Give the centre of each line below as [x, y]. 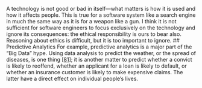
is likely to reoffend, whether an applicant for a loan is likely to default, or [96, 66]
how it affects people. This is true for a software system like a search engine [101, 15]
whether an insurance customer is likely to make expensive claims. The [95, 72]
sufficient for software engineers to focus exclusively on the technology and [101, 28]
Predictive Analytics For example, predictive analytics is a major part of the [99, 47]
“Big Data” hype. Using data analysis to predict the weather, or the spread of [101, 53]
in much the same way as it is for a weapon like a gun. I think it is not [91, 21]
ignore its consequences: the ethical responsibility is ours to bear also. [94, 34]
